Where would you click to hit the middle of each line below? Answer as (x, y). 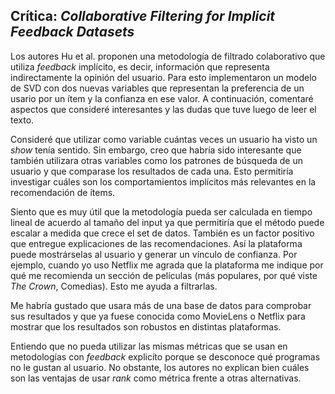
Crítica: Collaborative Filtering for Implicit (143, 16)
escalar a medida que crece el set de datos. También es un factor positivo (162, 233)
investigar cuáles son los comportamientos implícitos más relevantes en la (163, 181)
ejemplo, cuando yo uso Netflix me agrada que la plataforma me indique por (167, 265)
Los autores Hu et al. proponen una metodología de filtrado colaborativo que (168, 56)
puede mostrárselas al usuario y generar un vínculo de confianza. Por (154, 254)
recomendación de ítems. (63, 192)
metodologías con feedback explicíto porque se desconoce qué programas (165, 356)
